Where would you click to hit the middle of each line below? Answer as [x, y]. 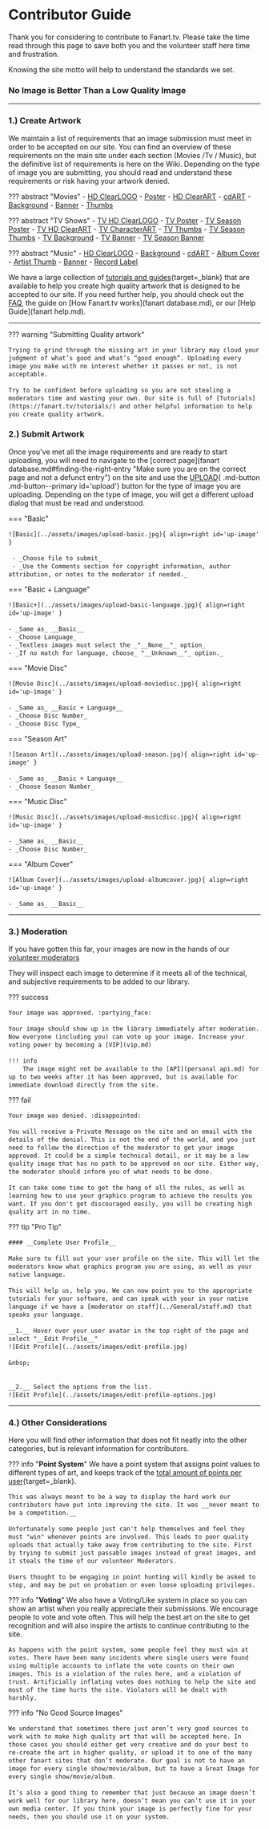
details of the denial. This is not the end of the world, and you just [132, 1140]
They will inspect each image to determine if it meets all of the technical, [128, 973]
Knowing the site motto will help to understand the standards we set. [121, 69]
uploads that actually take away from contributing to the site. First [130, 1545]
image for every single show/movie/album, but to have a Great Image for [134, 1769]
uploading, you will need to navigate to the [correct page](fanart [114, 460]
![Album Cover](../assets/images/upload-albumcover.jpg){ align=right [128, 880]
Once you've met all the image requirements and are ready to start [118, 452]
